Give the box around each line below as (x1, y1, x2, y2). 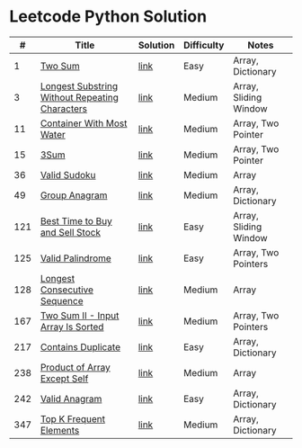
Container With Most (40, 117, 128, 130)
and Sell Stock (40, 226, 102, 238)
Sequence (40, 294, 84, 307)
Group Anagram (40, 189, 108, 202)
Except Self (40, 372, 89, 384)
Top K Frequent (40, 412, 106, 425)
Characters (40, 102, 88, 114)
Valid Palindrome (40, 252, 112, 264)
